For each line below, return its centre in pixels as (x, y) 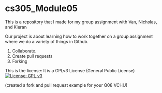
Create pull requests (32, 56)
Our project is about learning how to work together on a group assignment (79, 36)
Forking (20, 61)
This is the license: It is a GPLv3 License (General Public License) (70, 70)
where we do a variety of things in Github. (47, 41)
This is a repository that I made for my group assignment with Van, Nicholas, (81, 22)
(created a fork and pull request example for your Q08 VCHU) (66, 85)
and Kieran (16, 27)
